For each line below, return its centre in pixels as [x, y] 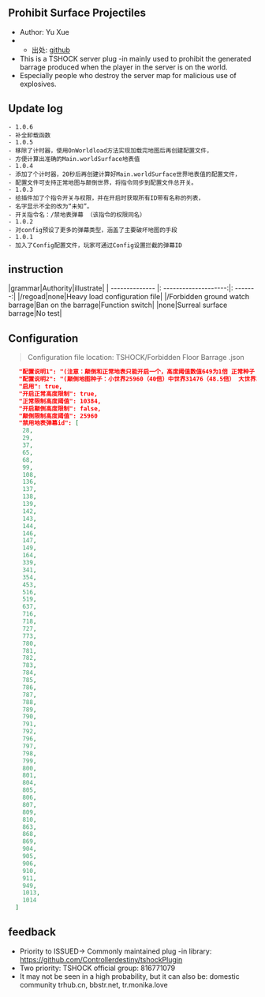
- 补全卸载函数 [30, 135]
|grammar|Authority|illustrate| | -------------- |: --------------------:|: [121, 288]
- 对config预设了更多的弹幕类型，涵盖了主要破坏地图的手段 [93, 230]
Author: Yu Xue [44, 32]
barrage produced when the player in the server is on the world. [123, 67]
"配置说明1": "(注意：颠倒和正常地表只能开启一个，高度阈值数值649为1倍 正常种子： [140, 372]
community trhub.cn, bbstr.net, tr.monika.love [93, 984]
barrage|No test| [35, 313]
